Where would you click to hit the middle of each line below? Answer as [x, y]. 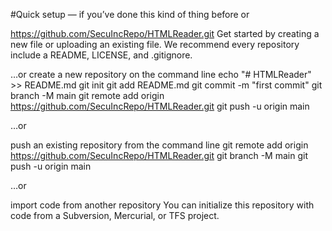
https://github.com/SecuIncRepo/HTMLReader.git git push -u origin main [160, 106]
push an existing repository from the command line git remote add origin [159, 145]
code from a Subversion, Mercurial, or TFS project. [115, 215]
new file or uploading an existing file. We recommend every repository [155, 44]
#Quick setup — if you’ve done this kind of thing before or [130, 14]
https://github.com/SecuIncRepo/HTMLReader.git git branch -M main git [159, 155]
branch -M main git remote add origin [87, 95]
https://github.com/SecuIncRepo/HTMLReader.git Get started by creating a [165, 33]
